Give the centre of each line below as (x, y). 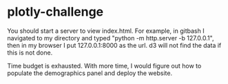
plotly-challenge (55, 12)
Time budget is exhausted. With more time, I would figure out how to (104, 66)
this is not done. (30, 53)
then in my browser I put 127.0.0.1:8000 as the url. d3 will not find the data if (114, 45)
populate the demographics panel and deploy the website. (90, 73)
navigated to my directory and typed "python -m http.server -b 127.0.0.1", (111, 38)
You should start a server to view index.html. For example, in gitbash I (106, 31)
